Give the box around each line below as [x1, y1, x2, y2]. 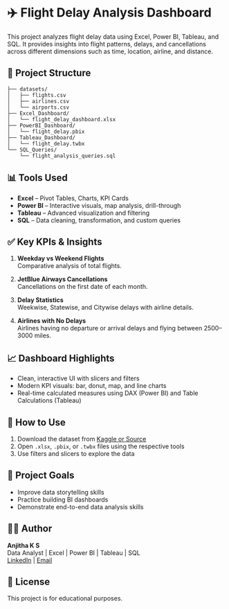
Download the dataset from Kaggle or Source [17, 435, 147, 443]
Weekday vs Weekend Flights [17, 254, 104, 263]
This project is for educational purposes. [7, 594, 123, 603]
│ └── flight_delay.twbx [7, 140, 85, 147]
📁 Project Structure [7, 67, 91, 79]
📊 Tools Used [7, 172, 68, 184]
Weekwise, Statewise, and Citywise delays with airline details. [17, 303, 194, 312]
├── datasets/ [7, 85, 48, 93]
